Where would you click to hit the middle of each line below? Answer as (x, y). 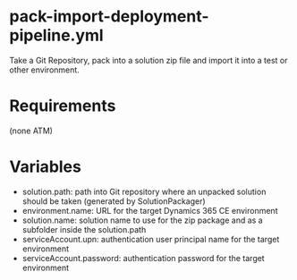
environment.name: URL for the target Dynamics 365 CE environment (150, 210)
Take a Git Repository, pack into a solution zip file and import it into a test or (148, 60)
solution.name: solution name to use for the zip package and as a (142, 220)
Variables (46, 167)
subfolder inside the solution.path (84, 229)
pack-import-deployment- (109, 17)
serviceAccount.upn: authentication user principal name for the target (151, 239)
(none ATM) (31, 131)
